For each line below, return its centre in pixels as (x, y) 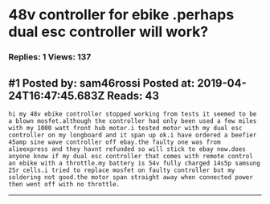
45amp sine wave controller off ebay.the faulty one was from (115, 142)
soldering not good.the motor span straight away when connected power (131, 177)
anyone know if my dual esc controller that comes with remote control (131, 156)
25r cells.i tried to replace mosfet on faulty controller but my (122, 170)
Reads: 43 (133, 95)
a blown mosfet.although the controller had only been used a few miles (133, 121)
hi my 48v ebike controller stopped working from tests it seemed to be (133, 114)
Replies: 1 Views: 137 (50, 57)
